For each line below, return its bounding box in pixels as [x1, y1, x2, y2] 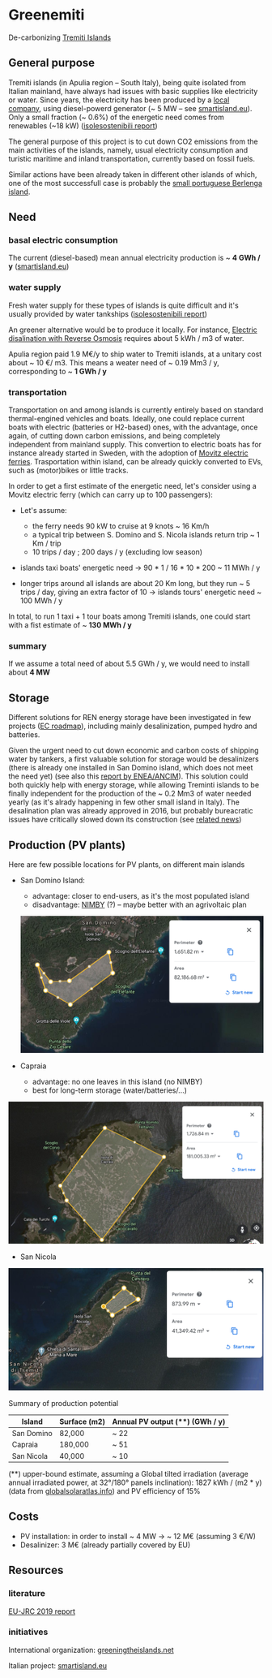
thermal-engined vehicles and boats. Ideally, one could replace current [8, 414, 245, 424]
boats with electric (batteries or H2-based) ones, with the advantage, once [8, 422, 258, 432]
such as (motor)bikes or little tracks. [8, 465, 129, 476]
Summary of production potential [8, 1399, 119, 1408]
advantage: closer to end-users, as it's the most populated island [32, 891, 249, 900]
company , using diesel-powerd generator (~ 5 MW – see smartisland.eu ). [8, 103, 253, 113]
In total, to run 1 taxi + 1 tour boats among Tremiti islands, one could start [8, 611, 251, 622]
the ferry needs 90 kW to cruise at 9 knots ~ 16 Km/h [32, 521, 210, 531]
